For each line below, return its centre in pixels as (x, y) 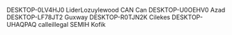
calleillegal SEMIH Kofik (72, 24)
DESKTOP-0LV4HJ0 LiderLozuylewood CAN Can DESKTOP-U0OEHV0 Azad (116, 10)
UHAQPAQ (22, 24)
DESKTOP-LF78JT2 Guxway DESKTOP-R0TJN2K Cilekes (88, 17)
